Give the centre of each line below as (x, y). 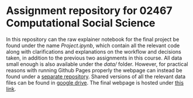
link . (11, 89)
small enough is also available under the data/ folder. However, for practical (97, 64)
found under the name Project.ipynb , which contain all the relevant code (93, 45)
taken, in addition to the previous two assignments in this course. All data (94, 58)
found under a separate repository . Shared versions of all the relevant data (96, 76)
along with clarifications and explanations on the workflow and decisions (94, 51)
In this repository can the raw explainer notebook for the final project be (93, 39)
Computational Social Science (81, 23)
